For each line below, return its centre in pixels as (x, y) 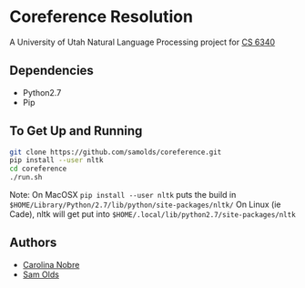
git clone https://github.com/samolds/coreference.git (116, 152)
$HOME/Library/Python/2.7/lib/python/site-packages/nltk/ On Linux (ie (145, 205)
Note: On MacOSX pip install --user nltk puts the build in (123, 195)
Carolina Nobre (51, 264)
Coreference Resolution (102, 17)
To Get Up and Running (76, 131)
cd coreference (38, 169)
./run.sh (26, 178)
